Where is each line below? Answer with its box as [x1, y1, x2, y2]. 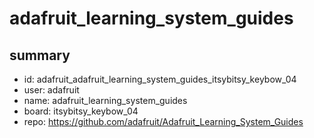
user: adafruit [23, 84, 80, 96]
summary [9, 47, 71, 64]
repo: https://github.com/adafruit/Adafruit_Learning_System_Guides [23, 116, 304, 127]
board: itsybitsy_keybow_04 [23, 105, 139, 117]
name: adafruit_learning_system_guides [23, 95, 188, 106]
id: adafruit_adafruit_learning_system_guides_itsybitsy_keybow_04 [23, 73, 297, 85]
